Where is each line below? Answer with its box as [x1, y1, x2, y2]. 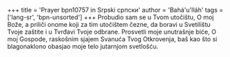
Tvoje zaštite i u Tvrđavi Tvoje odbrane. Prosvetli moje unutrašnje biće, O [7, 27, 217, 36]
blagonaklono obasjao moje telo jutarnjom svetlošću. [7, 43, 159, 50]
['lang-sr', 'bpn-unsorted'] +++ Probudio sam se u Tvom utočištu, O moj [7, 13, 214, 21]
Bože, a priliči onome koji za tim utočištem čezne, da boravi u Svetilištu [7, 21, 211, 28]
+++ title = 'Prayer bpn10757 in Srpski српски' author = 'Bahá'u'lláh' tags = [7, 6, 224, 14]
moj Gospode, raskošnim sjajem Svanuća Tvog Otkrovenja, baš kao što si [7, 35, 217, 43]
